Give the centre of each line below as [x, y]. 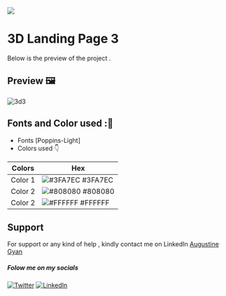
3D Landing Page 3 [63, 39]
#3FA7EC [98, 180]
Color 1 [23, 180]
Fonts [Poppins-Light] [49, 140]
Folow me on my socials [43, 267]
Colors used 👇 [38, 148]
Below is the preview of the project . [59, 58]
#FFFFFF [95, 202]
